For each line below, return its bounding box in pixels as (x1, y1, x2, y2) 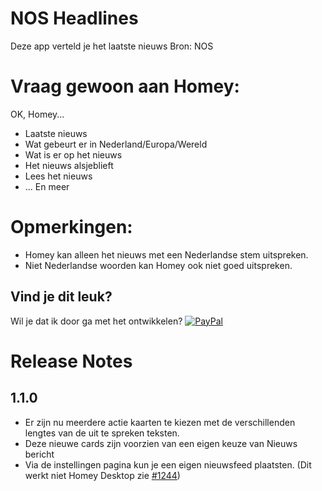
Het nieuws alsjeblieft (24, 159, 114, 171)
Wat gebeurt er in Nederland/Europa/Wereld (24, 138, 208, 150)
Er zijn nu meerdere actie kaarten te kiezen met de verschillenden (24, 416, 296, 428)
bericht (24, 448, 55, 460)
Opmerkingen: (10, 216, 133, 239)
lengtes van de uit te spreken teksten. (24, 427, 180, 439)
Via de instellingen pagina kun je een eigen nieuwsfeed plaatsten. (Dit (24, 458, 312, 471)
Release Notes (10, 350, 133, 372)
